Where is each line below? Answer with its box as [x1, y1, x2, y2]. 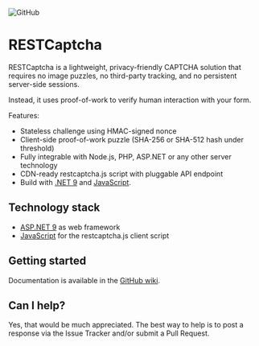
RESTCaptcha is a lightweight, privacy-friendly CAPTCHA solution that [8, 62, 241, 72]
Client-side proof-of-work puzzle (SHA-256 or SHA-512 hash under [19, 134, 244, 144]
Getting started [8, 254, 87, 268]
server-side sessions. [8, 79, 80, 89]
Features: [8, 110, 40, 120]
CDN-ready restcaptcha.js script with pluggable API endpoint [19, 169, 224, 179]
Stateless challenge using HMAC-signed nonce [19, 126, 177, 136]
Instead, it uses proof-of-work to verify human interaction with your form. [8, 95, 252, 105]
